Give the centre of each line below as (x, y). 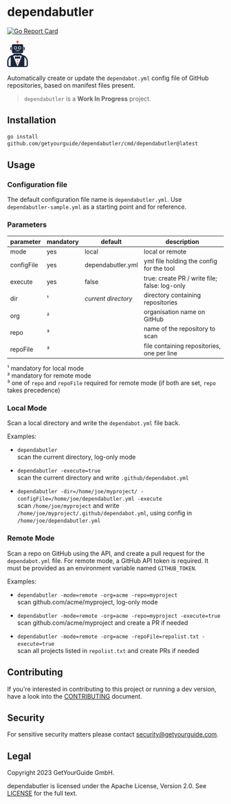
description (182, 241)
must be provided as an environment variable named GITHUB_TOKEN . (102, 568)
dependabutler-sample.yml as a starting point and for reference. (97, 207)
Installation (32, 120)
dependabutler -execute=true (59, 471)
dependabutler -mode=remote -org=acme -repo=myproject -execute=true (119, 616)
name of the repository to (180, 329)
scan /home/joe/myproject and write (68, 506)
